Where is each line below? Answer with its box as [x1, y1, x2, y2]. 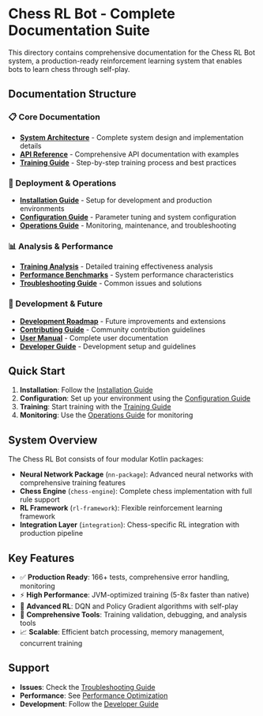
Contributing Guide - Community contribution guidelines [19, 325, 205, 334]
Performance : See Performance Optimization [19, 691, 168, 700]
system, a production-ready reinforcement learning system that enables [8, 56, 242, 66]
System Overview [8, 433, 98, 447]
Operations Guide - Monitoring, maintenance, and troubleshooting [19, 220, 237, 230]
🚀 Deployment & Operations [8, 177, 117, 188]
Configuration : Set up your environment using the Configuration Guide [19, 394, 251, 403]
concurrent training [19, 638, 83, 648]
